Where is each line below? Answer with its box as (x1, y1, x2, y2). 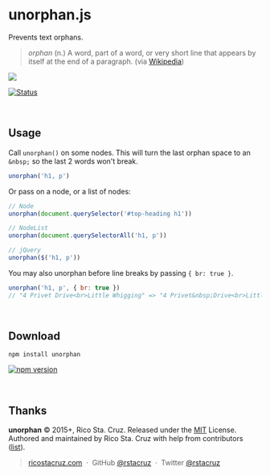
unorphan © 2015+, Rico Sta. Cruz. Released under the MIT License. (8, 425, 237, 435)
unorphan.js (8, 6, 92, 24)
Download (8, 329, 60, 344)
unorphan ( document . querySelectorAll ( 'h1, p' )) (8, 231, 167, 240)
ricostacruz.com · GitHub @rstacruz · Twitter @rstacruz (27, 458, 221, 468)
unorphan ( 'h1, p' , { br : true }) (8, 284, 121, 292)
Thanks (8, 403, 47, 417)
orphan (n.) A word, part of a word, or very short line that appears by (27, 48, 256, 57)
